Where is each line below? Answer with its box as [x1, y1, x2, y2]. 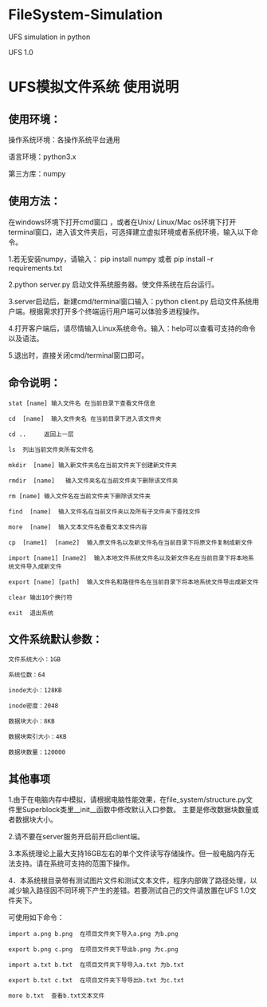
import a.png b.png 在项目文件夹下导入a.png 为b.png [8, 930, 179, 938]
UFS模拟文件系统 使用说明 [8, 78, 179, 97]
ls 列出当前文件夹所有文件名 [8, 446, 94, 454]
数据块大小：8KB [8, 717, 55, 726]
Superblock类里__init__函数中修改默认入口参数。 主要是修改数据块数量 [22, 805, 253, 815]
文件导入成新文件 [14, 562, 62, 570]
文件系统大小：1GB [8, 656, 61, 664]
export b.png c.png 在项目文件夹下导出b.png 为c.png [8, 946, 179, 953]
